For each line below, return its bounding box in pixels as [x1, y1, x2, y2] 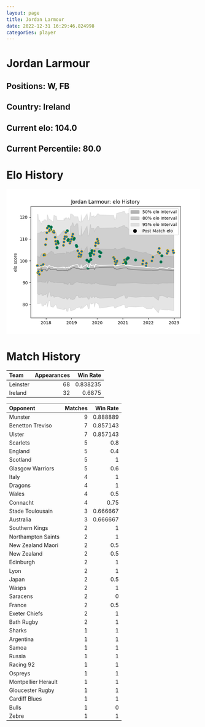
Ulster [9, 430, 25, 438]
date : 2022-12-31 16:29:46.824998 [6, 23, 95, 29]
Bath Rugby [9, 618, 39, 626]
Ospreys [9, 669, 31, 677]
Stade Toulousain [9, 507, 53, 515]
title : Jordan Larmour [6, 16, 64, 23]
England [9, 448, 30, 455]
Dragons [9, 482, 31, 489]
